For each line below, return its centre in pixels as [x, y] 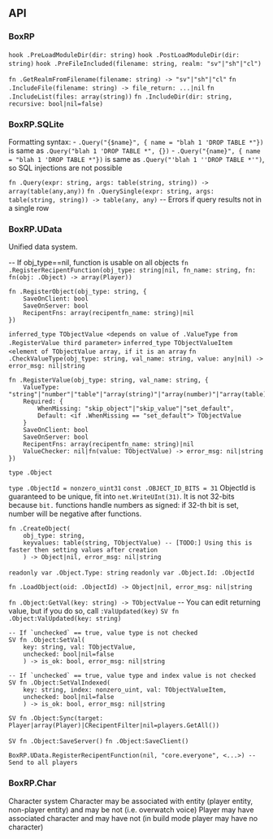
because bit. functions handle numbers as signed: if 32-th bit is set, [124, 505]
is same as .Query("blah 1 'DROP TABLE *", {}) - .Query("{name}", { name [134, 151]
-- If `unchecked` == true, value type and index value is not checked [132, 676]
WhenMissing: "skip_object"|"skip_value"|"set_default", [136, 409]
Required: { [43, 402]
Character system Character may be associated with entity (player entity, [131, 801]
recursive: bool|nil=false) [56, 104]
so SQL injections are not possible [65, 168]
